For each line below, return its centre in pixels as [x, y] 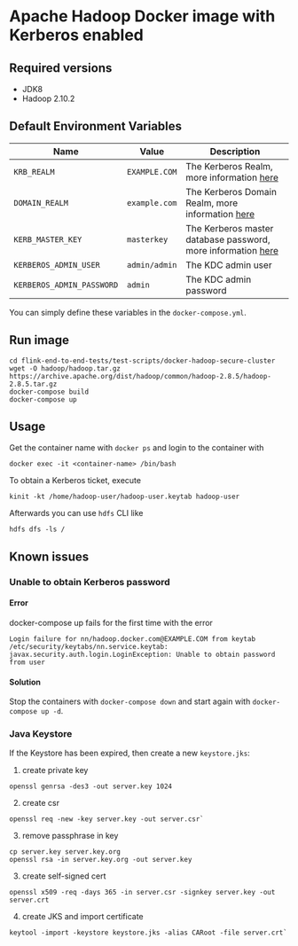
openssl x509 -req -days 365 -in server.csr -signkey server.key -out [142, 893]
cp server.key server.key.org [65, 852]
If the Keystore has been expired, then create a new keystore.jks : [129, 753]
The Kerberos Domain [231, 192]
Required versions [61, 68]
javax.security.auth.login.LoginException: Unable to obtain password [142, 654]
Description [235, 151]
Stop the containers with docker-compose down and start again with [130, 701]
